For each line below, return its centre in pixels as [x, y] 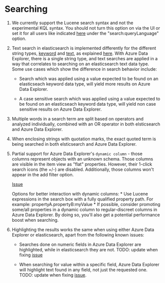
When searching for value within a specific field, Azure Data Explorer [89, 264]
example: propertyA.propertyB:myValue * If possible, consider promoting [86, 204]
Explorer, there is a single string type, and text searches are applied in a [85, 58]
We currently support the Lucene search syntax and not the [73, 23]
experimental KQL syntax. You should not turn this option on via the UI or [86, 28]
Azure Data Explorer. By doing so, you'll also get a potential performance [86, 215]
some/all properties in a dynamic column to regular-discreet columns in [84, 209]
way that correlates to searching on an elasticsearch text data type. [80, 64]
